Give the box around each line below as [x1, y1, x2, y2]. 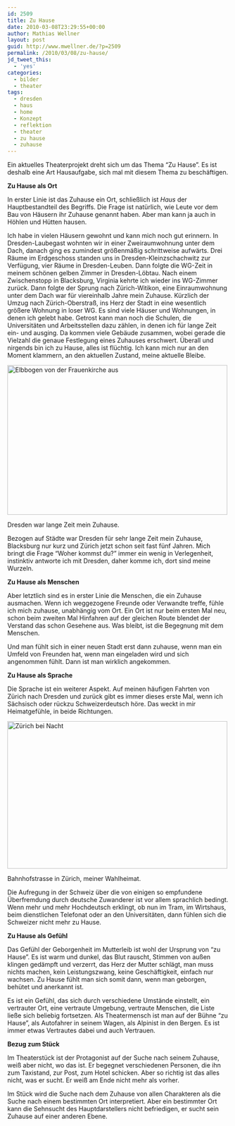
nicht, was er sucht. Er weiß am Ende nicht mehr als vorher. [7, 1076, 179, 1084]
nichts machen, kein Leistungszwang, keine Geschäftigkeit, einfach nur [7, 968, 214, 976]
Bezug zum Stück [7, 1040, 60, 1049]
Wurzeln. [7, 564, 34, 573]
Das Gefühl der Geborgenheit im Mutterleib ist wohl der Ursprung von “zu [7, 945, 221, 954]
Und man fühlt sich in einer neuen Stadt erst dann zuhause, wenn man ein [7, 642, 222, 651]
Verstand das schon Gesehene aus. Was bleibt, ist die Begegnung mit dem [7, 621, 224, 630]
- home [13, 108, 33, 115]
